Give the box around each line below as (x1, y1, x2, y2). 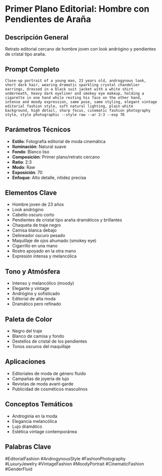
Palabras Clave (5, 443, 51, 451)
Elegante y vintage (12, 286, 49, 292)
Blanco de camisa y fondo (12, 333, 65, 339)
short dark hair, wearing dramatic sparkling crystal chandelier (5, 82, 140, 87)
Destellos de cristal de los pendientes (12, 338, 87, 344)
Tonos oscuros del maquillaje (12, 344, 71, 349)
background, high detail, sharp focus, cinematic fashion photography (5, 108, 151, 113)
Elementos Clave (5, 189, 57, 197)
